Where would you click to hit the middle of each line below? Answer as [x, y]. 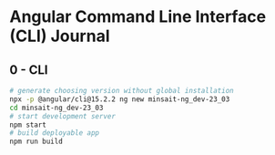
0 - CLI [29, 70]
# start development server [63, 116]
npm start [28, 125]
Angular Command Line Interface [138, 17]
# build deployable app [55, 133]
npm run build [36, 142]
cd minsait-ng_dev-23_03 [56, 108]
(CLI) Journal [60, 36]
